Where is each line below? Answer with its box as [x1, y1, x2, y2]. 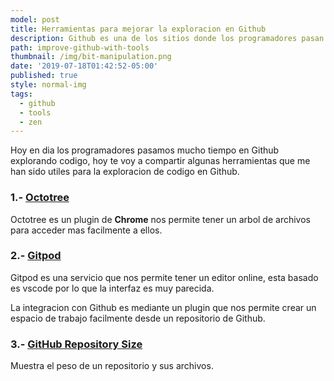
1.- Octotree [10, 191, 70, 205]
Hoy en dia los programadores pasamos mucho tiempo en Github [10, 144, 280, 156]
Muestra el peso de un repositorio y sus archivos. [10, 360, 214, 372]
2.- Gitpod [10, 249, 62, 263]
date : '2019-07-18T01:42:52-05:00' [10, 61, 159, 71]
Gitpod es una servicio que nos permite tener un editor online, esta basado [10, 271, 319, 283]
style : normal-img [10, 80, 87, 90]
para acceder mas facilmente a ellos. [10, 224, 163, 236]
